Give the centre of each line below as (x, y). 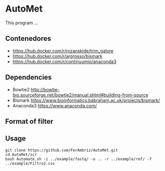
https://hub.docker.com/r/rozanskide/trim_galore (63, 50)
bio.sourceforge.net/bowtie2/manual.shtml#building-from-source (80, 95)
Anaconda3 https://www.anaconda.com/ (55, 105)
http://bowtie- (45, 89)
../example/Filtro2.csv (30, 163)
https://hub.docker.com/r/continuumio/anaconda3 (64, 62)
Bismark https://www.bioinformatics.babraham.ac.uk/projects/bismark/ (86, 100)
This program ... (22, 23)
